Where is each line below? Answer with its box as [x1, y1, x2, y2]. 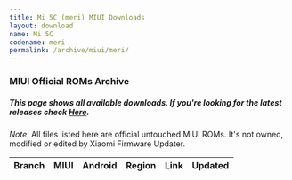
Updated [191, 160, 230, 172]
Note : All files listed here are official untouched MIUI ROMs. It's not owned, [9, 129, 284, 140]
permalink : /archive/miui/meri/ [9, 46, 129, 55]
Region [126, 160, 157, 172]
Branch [13, 160, 45, 172]
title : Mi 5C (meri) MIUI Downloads [9, 12, 145, 22]
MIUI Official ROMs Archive [9, 75, 130, 88]
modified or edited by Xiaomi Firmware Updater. [9, 138, 185, 149]
